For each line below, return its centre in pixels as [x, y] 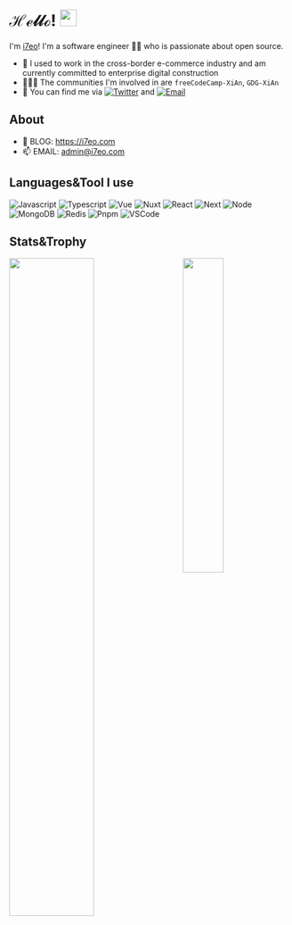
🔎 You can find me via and [89, 91]
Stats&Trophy [48, 241]
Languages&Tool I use [72, 183]
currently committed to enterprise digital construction [120, 72]
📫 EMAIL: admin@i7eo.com [73, 151]
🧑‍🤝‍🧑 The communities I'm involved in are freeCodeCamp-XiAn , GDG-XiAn [150, 82]
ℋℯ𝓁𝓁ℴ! [33, 21]
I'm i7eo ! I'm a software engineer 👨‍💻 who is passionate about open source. [146, 45]
